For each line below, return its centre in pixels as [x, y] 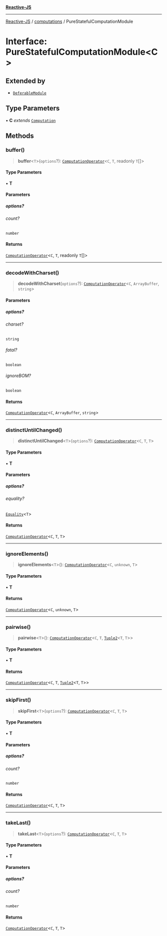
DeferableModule [29, 93]
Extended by [26, 81]
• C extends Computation [31, 120]
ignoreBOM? [18, 376]
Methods [20, 136]
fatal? [12, 350]
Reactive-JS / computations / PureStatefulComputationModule [69, 21]
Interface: [27, 41]
